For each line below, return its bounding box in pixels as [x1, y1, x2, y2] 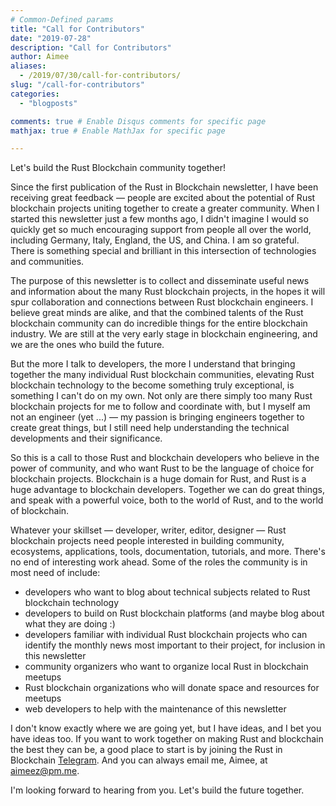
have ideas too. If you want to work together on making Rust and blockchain [10, 733, 324, 745]
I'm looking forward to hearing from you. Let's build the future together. [10, 784, 305, 796]
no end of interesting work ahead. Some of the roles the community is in [10, 556, 308, 568]
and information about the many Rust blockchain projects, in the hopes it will [10, 286, 326, 298]
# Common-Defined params [10, 14, 114, 25]
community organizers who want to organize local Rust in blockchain [24, 661, 309, 673]
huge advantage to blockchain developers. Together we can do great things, [10, 484, 326, 496]
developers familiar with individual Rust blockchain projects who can [24, 629, 308, 641]
